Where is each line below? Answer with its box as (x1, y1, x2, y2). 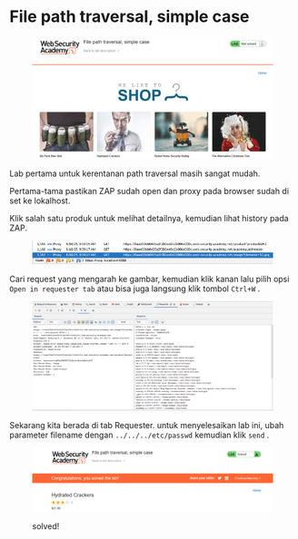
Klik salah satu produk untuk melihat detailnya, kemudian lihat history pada (9, 213, 289, 224)
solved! (32, 520, 60, 532)
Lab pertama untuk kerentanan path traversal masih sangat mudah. (9, 168, 261, 179)
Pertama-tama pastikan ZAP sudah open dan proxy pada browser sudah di (9, 186, 289, 197)
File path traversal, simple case (9, 6, 250, 27)
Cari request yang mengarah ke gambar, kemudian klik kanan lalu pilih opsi (9, 273, 290, 284)
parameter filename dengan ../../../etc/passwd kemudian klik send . (9, 429, 270, 441)
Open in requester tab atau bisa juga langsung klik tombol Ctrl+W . (9, 283, 261, 294)
